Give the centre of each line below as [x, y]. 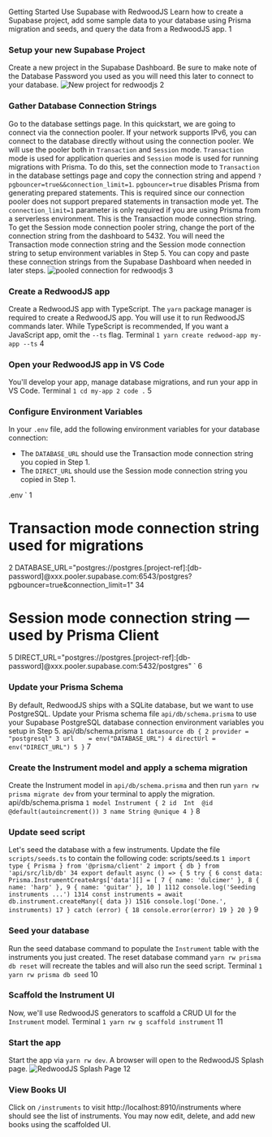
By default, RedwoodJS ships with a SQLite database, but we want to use [131, 704]
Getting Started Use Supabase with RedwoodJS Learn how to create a [126, 12]
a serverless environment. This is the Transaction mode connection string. [133, 218]
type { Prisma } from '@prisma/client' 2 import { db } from [114, 866]
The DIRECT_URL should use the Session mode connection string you [134, 471]
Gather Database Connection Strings [82, 106]
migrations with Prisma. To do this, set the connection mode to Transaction [134, 166]
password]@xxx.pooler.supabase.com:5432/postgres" [100, 666]
